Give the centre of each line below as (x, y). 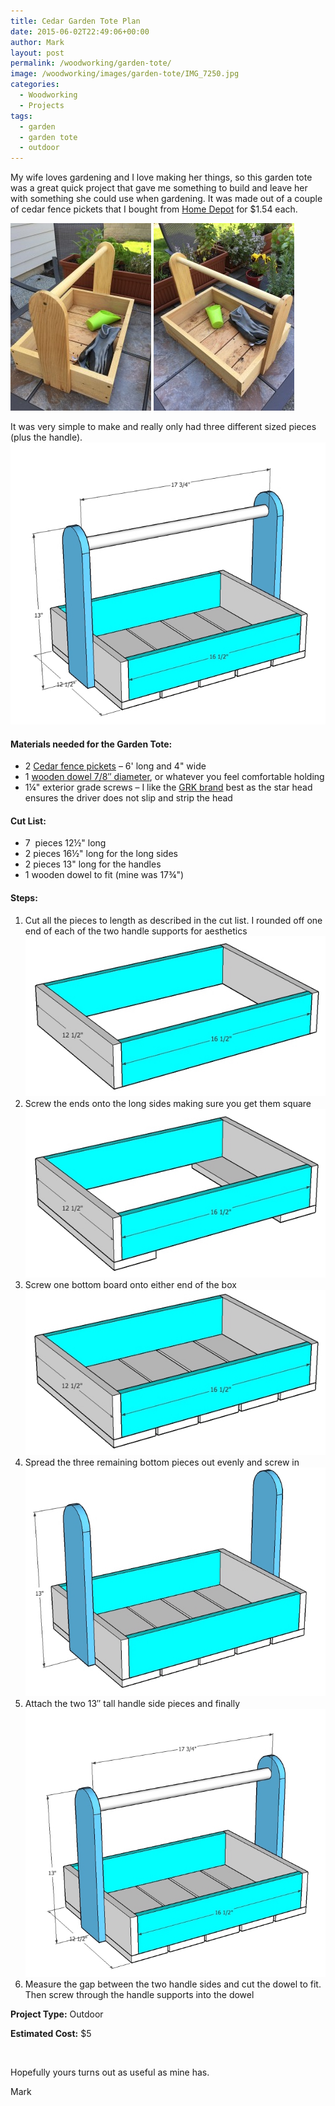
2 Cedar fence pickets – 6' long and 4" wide (115, 766)
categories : (35, 85)
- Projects (42, 105)
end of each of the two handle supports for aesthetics (136, 931)
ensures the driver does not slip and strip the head (128, 798)
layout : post (37, 53)
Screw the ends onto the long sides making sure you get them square (168, 1104)
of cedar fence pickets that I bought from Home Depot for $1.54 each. (154, 209)
